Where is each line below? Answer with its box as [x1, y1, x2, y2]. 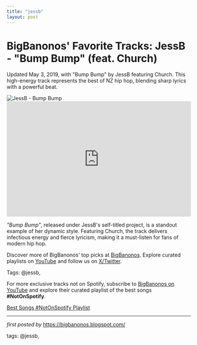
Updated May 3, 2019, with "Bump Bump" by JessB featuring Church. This [6, 71, 186, 78]
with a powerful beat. [6, 83, 58, 91]
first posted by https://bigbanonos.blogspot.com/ [6, 321, 126, 328]
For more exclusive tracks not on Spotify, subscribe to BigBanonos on [6, 281, 175, 288]
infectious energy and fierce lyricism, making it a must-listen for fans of [6, 234, 179, 241]
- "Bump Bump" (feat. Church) [6, 52, 158, 65]
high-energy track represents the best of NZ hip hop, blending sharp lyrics [6, 77, 186, 84]
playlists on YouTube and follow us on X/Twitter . [6, 258, 122, 265]
